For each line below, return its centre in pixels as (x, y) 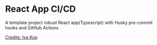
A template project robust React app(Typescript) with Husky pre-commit (79, 22)
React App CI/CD (40, 9)
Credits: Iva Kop (22, 37)
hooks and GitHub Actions (32, 27)
